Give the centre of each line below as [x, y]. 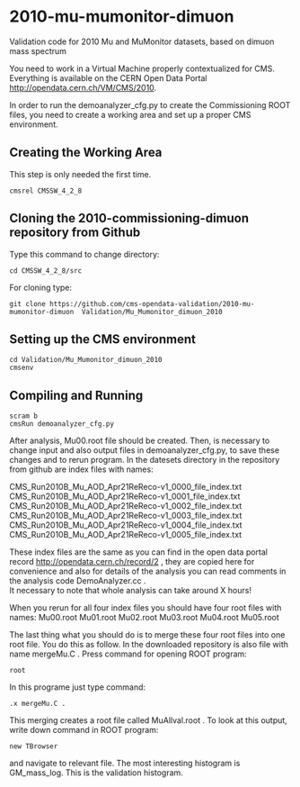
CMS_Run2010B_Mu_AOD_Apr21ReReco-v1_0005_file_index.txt [126, 535]
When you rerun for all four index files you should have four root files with [146, 608]
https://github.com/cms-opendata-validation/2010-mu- [152, 303]
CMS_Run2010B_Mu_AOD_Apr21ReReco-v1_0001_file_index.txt [125, 496]
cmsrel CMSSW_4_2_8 [46, 191]
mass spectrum [38, 50]
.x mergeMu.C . [38, 704]
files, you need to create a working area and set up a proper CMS [130, 114]
